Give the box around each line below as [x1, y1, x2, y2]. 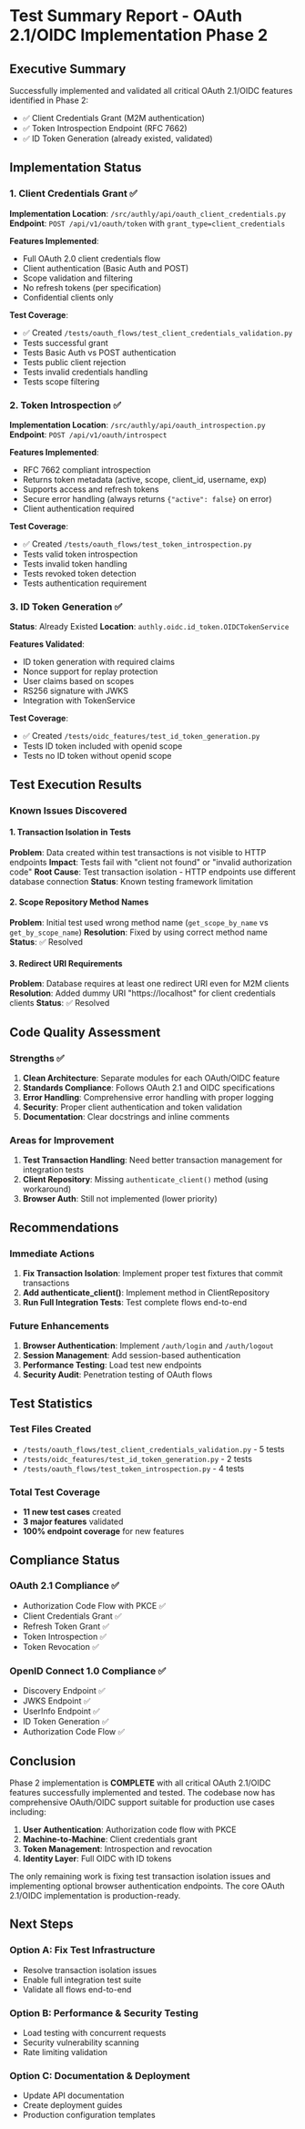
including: [9, 1806, 47, 1817]
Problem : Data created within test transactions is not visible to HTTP [9, 846, 267, 857]
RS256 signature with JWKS [22, 685, 129, 697]
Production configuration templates [22, 2110, 157, 2121]
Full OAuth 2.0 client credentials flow [22, 252, 161, 264]
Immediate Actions [9, 1247, 96, 1260]
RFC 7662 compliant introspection [22, 464, 151, 475]
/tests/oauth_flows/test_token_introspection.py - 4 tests [22, 1463, 245, 1474]
